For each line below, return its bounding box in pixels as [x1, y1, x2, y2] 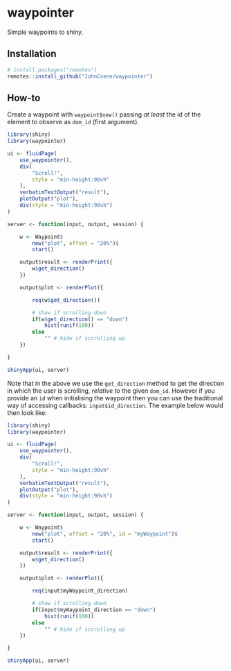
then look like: [7, 408, 47, 417]
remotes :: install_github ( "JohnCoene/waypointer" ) [7, 73, 154, 80]
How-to [7, 92, 41, 103]
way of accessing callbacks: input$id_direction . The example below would [7, 401, 223, 409]
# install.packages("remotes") [7, 66, 98, 74]
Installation [7, 48, 57, 60]
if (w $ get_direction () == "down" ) [32, 316, 129, 323]
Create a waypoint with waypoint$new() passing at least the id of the [7, 110, 201, 119]
